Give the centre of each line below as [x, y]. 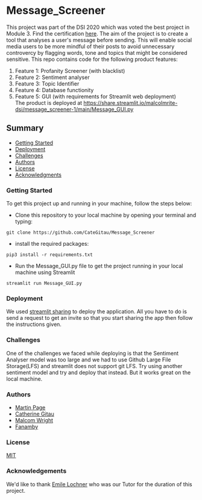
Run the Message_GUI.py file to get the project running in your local [99, 266]
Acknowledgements [36, 471]
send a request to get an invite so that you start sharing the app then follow [99, 318]
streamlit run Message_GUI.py [44, 284]
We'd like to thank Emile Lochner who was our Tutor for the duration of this [99, 484]
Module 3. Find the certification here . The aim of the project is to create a [97, 33]
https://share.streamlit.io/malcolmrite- [131, 102]
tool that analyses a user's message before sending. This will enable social [99, 40]
